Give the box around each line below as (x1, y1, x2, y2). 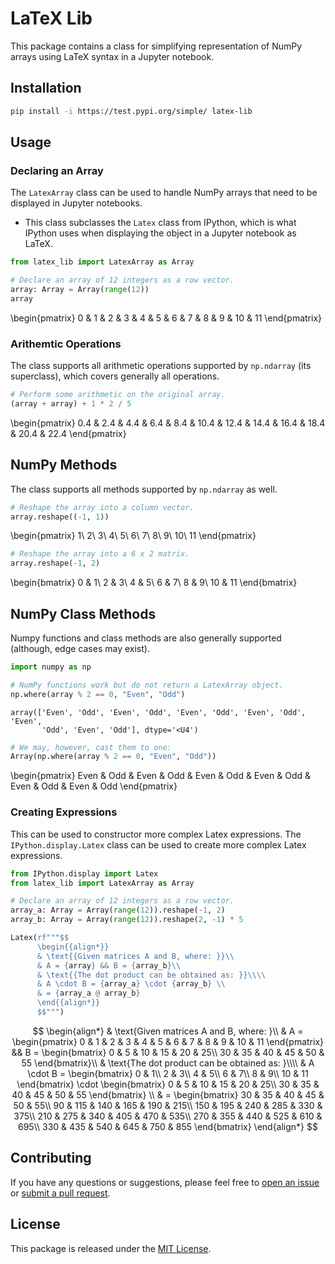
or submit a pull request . (10, 1187, 111, 1199)
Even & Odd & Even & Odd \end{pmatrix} (10, 780, 178, 792)
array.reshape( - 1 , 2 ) (10, 558, 101, 569)
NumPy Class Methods (10, 605, 157, 622)
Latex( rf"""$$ (10, 933, 70, 943)
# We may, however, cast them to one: (10, 742, 172, 752)
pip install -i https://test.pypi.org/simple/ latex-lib (10, 106, 253, 116)
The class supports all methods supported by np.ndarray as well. (10, 483, 278, 495)
